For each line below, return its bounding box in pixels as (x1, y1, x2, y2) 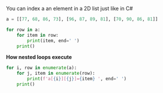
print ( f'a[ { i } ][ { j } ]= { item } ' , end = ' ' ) (27, 76, 127, 82)
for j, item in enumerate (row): (16, 70, 95, 77)
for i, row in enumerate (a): (6, 65, 77, 71)
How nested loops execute (6, 54, 72, 61)
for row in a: (6, 26, 41, 33)
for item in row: (16, 32, 59, 38)
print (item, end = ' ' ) (27, 37, 80, 43)
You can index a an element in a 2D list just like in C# (6, 5, 133, 12)
